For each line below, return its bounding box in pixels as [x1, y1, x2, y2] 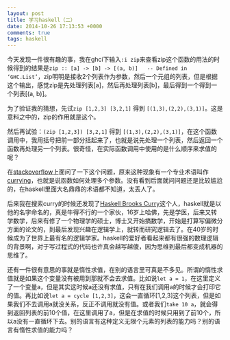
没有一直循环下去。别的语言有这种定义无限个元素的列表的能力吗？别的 [16, 317, 214, 326]
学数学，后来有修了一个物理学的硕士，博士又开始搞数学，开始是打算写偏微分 [7, 217, 223, 225]
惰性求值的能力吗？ [18, 326, 73, 334]
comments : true [7, 29, 51, 36]
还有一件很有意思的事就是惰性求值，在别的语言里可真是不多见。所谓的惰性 [7, 266, 217, 274]
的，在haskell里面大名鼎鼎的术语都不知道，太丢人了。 [7, 185, 159, 193]
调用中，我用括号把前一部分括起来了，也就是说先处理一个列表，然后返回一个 [7, 136, 223, 144]
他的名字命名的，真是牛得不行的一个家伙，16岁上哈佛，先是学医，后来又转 [7, 208, 218, 216]
